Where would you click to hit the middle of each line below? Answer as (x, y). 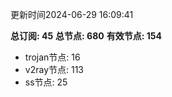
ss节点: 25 (46, 82)
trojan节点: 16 (52, 57)
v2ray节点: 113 (54, 69)
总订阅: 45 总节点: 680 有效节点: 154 (86, 36)
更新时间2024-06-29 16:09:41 (72, 14)
